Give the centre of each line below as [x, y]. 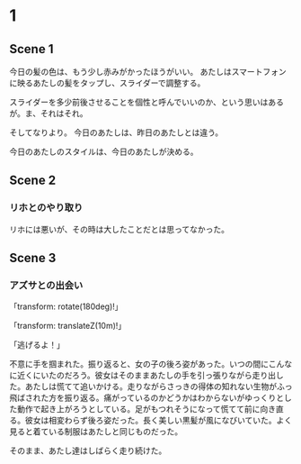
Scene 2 [33, 181]
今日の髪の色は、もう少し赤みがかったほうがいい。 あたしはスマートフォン [148, 72]
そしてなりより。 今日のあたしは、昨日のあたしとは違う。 [116, 132]
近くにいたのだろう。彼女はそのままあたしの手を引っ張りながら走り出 [146, 376]
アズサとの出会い [46, 285]
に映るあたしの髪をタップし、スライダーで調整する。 [107, 83]
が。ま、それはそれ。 [49, 113]
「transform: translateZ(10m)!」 [68, 326]
